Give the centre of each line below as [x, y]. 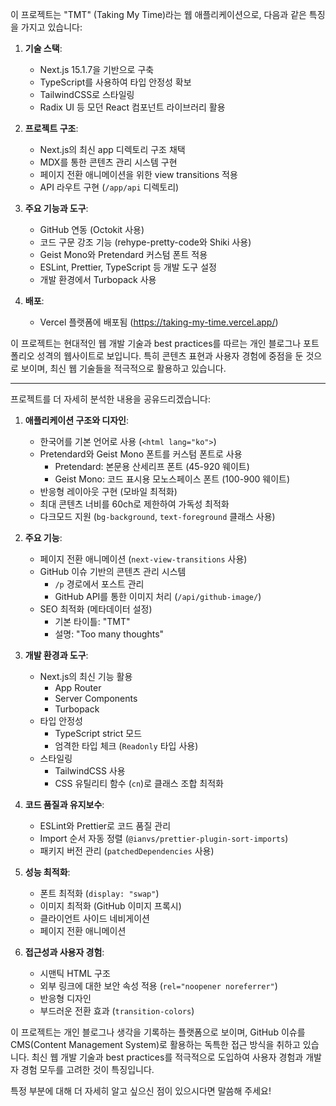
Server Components [96, 698]
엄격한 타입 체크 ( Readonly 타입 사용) [126, 746]
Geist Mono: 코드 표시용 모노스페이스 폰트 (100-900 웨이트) [172, 479]
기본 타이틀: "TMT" [92, 621]
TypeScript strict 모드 [98, 733]
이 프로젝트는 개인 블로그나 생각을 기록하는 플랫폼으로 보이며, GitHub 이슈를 [158, 1032]
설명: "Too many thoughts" [109, 634]
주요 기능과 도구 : [56, 208]
